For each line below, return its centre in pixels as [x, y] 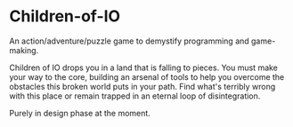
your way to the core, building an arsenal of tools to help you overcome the [147, 76]
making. [24, 50]
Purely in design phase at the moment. [80, 113]
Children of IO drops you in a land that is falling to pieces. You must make [144, 67]
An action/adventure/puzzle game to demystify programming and [129, 41]
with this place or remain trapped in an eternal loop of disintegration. [135, 96]
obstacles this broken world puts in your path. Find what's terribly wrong [142, 86]
